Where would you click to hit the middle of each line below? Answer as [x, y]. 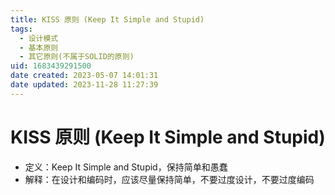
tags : [21, 29]
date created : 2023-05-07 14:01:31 [84, 76]
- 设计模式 [39, 38]
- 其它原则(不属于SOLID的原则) [77, 57]
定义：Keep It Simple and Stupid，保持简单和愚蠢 [126, 167]
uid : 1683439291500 [51, 66]
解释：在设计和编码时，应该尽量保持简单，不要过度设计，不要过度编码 [169, 179]
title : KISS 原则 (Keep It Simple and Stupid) [107, 19]
